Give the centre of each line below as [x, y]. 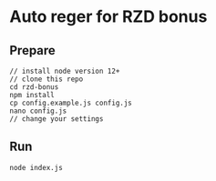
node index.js [36, 167]
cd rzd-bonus [34, 87]
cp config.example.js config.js [71, 103]
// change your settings [57, 119]
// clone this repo [46, 79]
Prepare [33, 50]
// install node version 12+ [65, 71]
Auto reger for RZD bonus [108, 17]
